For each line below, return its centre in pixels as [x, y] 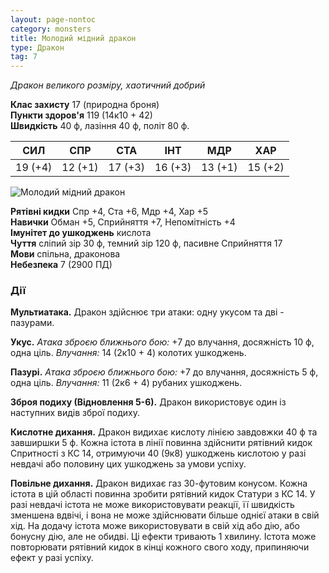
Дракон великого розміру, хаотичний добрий [108, 85]
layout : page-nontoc [53, 19]
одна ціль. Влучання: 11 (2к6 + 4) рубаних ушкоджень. [126, 383]
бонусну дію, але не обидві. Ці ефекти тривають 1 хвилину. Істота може [163, 537]
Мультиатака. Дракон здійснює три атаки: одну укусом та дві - [147, 312]
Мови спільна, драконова [65, 254]
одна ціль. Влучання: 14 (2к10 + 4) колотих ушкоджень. [128, 353]
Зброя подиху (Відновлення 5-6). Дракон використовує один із [148, 402]
